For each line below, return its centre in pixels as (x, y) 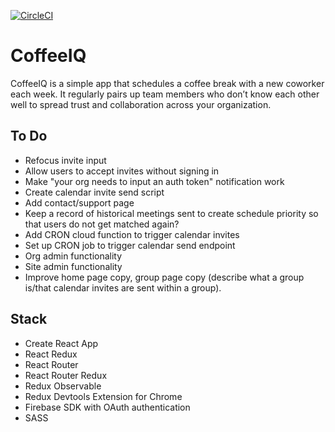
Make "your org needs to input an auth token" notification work (154, 181)
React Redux (51, 354)
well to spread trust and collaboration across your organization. (141, 104)
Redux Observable (63, 386)
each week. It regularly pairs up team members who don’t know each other (165, 94)
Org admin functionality (73, 256)
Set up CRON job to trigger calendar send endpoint (130, 245)
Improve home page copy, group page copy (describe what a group (164, 277)
